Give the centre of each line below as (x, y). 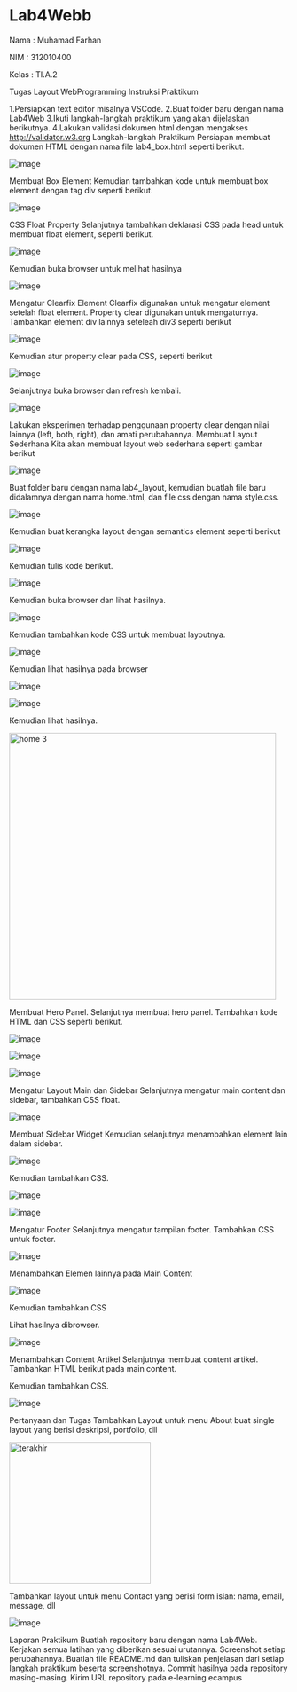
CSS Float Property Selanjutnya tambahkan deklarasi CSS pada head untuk (146, 224)
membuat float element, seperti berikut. (82, 234)
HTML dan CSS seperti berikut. (66, 1021)
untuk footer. (32, 1239)
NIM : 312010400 (40, 57)
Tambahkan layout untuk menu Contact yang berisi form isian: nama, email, (147, 1596)
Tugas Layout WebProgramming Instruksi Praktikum (104, 91)
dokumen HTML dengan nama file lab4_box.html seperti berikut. (127, 146)
